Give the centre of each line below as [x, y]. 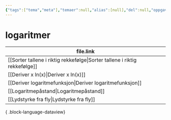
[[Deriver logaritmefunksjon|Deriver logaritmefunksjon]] [75, 83]
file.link [85, 51]
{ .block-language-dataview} [35, 112]
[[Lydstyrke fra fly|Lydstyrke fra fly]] [52, 99]
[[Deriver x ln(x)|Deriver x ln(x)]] [47, 74]
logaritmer [28, 35]
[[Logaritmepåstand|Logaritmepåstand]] [56, 91]
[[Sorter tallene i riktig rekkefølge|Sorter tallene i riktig [72, 60]
